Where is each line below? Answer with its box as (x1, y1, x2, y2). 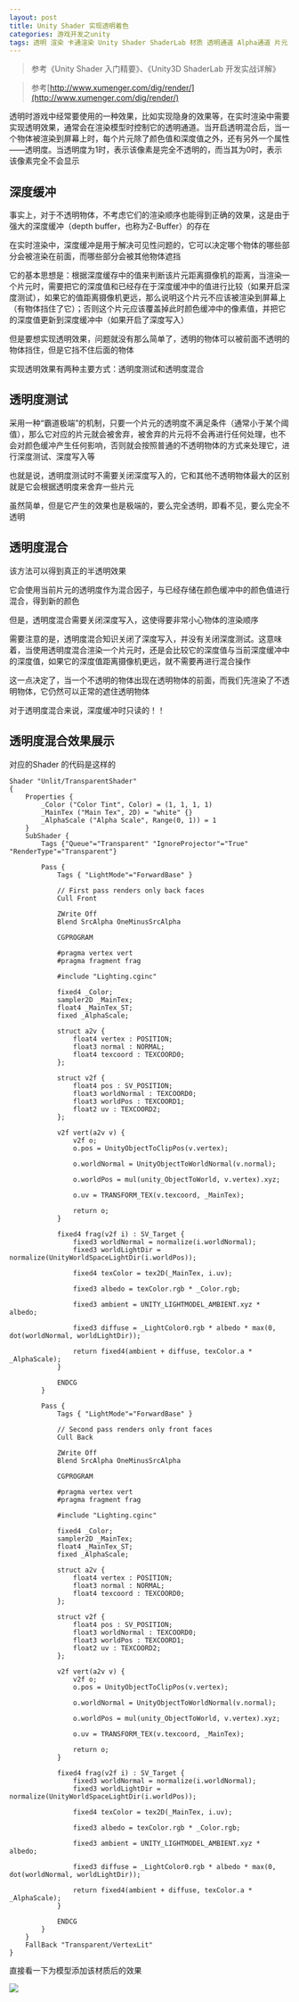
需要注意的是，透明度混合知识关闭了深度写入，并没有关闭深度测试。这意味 (9, 633, 282, 644)
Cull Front (56, 893, 98, 902)
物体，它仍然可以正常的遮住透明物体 (16, 685, 149, 696)
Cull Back (56, 1433, 93, 1441)
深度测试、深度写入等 (16, 451, 95, 461)
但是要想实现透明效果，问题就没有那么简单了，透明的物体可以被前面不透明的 (9, 334, 290, 345)
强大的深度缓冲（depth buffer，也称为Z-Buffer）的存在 (9, 220, 211, 232)
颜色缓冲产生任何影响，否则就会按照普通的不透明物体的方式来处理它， (24, 439, 282, 451)
